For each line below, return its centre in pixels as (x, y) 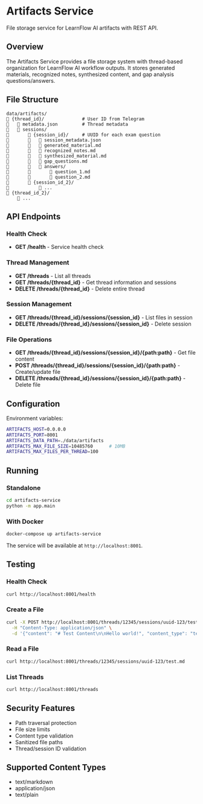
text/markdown (34, 782)
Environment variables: (35, 418)
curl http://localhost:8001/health (51, 594)
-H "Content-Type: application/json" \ (62, 628)
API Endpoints (34, 217)
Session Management (39, 304)
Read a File (23, 649)
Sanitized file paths (39, 742)
